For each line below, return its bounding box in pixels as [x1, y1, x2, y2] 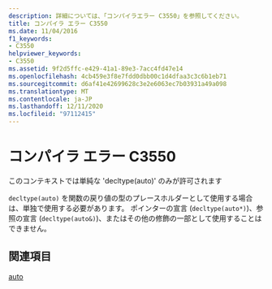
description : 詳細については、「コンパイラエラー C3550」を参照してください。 [8, 11, 244, 20]
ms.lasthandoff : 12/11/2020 [8, 102, 104, 110]
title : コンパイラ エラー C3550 [8, 19, 108, 28]
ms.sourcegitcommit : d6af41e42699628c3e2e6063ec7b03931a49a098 [8, 80, 227, 88]
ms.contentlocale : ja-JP [8, 95, 93, 103]
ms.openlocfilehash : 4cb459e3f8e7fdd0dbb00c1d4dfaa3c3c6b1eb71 [8, 72, 227, 80]
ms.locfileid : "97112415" [8, 110, 96, 119]
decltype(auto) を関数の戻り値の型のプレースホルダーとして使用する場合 [8, 192, 253, 203]
